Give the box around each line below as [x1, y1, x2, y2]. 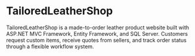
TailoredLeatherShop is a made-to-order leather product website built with [6, 24, 190, 31]
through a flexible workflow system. [6, 43, 94, 50]
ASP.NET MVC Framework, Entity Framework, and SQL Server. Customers [6, 30, 188, 37]
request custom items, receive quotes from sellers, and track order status [6, 36, 187, 43]
